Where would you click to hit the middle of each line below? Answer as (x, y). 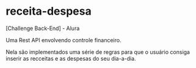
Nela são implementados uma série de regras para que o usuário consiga (98, 52)
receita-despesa (49, 11)
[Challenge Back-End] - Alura (43, 28)
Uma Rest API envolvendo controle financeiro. (64, 40)
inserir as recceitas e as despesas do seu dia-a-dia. (71, 58)
